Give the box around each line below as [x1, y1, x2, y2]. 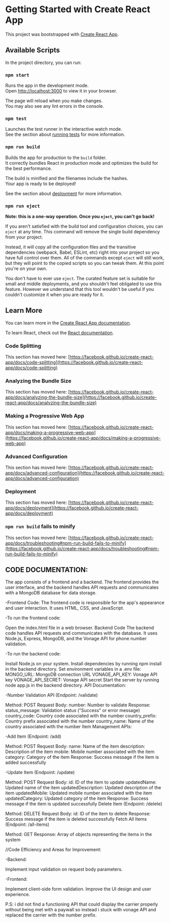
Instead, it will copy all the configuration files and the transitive [5, 244, 136, 250]
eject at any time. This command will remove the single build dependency [5, 228, 160, 234]
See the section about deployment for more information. [5, 190, 123, 196]
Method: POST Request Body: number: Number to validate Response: [5, 702, 151, 708]
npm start [5, 72, 29, 78]
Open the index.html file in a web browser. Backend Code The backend [5, 624, 154, 631]
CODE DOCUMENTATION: [5, 565, 88, 574]
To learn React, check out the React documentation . [5, 330, 114, 336]
